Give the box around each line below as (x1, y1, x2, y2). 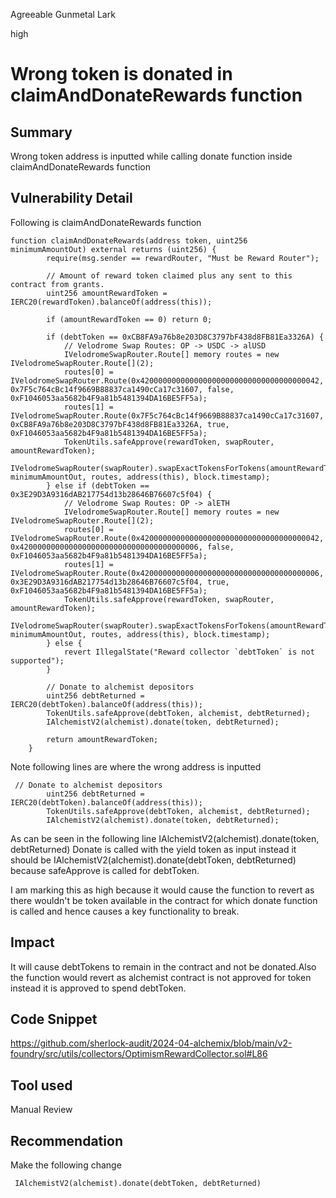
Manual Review (10, 1104, 73, 1116)
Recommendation (10, 1132, 123, 1149)
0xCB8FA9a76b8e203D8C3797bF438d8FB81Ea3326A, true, (10, 419, 230, 429)
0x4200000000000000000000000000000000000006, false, (10, 542, 235, 552)
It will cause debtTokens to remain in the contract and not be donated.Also (10, 960, 317, 973)
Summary (10, 124, 73, 141)
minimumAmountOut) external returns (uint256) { (10, 244, 217, 254)
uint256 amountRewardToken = (46, 288, 168, 298)
